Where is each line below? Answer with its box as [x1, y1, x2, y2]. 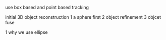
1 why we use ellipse [5, 29, 48, 35]
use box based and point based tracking [5, 5, 89, 10]
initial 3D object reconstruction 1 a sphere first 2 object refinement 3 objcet [5, 14, 161, 20]
